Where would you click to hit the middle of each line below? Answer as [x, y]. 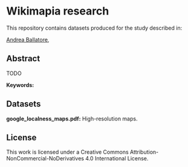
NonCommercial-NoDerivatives [45, 159]
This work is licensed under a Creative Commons [67, 152]
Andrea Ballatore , [28, 39]
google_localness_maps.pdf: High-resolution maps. [72, 119]
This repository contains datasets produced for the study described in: [94, 28]
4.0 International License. [117, 159]
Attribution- [144, 152]
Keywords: [20, 85]
